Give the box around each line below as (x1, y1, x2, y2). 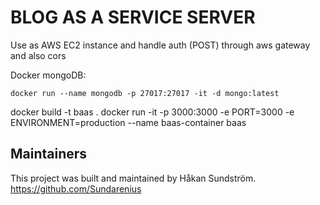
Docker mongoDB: (10, 69, 87, 81)
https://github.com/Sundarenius (10, 182, 142, 195)
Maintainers (10, 146, 88, 163)
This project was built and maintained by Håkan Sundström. (10, 172, 257, 184)
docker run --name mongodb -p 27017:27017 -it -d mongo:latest (10, 88, 280, 98)
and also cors (10, 49, 67, 61)
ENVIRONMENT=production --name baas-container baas (10, 116, 247, 128)
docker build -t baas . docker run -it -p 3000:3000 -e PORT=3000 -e (10, 106, 295, 118)
